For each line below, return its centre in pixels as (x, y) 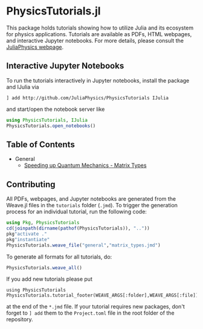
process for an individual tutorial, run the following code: (76, 211)
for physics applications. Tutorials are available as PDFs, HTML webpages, (99, 34)
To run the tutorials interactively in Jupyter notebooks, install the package (98, 80)
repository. (20, 319)
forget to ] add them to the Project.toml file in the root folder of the (90, 313)
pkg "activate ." (27, 234)
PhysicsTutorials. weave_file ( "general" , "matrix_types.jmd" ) (84, 245)
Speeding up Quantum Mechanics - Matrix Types (85, 165)
